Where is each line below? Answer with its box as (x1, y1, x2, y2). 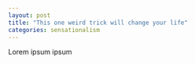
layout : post (8, 11, 51, 20)
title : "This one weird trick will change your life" (8, 19, 189, 27)
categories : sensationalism (8, 26, 101, 34)
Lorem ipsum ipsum (8, 48, 72, 57)
